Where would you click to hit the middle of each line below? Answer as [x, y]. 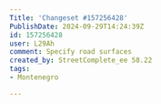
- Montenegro [34, 78]
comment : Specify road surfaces [70, 52]
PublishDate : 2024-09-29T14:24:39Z [77, 26]
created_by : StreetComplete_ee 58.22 [81, 60]
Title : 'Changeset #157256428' [69, 18]
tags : [20, 69]
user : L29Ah [32, 43]
